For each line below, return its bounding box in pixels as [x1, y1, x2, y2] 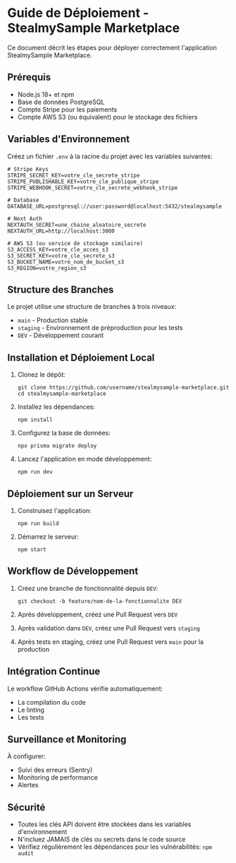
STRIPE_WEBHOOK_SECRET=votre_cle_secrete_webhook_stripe [7, 184, 178, 192]
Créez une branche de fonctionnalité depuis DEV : [17, 584, 159, 592]
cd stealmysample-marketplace [17, 390, 107, 397]
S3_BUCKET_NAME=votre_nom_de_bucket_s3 [7, 258, 125, 266]
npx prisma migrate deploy [17, 442, 97, 450]
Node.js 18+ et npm [17, 90, 75, 98]
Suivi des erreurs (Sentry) [17, 765, 93, 775]
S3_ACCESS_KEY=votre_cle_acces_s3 [7, 246, 109, 253]
